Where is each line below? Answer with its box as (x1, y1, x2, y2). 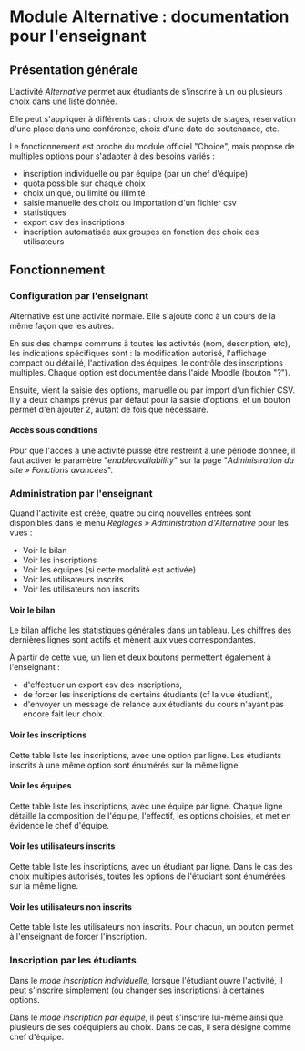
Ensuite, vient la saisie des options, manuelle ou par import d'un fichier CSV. (9, 385, 296, 396)
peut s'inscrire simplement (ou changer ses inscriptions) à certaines (9, 984, 265, 995)
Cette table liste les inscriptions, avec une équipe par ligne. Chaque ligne (9, 800, 283, 811)
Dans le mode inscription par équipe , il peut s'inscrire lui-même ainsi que (9, 1012, 284, 1023)
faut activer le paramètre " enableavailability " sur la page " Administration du (9, 454, 294, 466)
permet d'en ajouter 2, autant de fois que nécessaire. (9, 404, 209, 415)
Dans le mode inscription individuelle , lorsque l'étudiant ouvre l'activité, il (9, 974, 284, 985)
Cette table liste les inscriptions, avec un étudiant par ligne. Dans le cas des (9, 861, 293, 871)
